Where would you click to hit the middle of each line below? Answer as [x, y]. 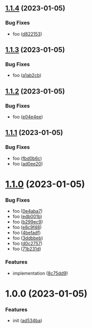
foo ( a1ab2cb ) [27, 75]
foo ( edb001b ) [27, 217]
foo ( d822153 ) [27, 34]
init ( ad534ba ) [27, 321]
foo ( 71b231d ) [27, 249]
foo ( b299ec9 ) [28, 222]
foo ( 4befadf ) [27, 233]
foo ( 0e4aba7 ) [28, 211]
